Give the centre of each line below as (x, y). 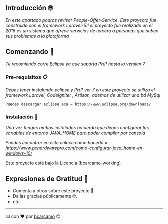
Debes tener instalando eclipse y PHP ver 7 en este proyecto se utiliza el (80, 90)
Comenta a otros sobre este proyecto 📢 (53, 191)
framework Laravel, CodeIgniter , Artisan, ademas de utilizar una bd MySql (83, 95)
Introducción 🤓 (29, 8)
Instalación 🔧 (22, 117)
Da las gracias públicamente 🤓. (45, 196)
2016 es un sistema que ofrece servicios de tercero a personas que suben (82, 31)
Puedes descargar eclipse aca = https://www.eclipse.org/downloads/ (78, 104)
